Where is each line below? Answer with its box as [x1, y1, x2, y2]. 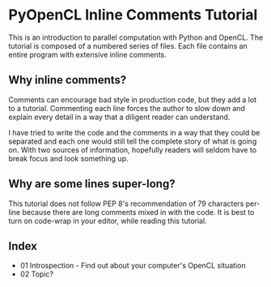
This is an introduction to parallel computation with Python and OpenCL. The [8, 32, 264, 42]
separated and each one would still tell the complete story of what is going [8, 136, 257, 146]
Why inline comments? [8, 73, 127, 87]
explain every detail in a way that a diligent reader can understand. [8, 112, 231, 122]
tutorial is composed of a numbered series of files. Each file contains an [8, 41, 248, 50]
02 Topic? [19, 269, 54, 279]
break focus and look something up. [8, 153, 129, 163]
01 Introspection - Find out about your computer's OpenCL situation [19, 261, 246, 271]
